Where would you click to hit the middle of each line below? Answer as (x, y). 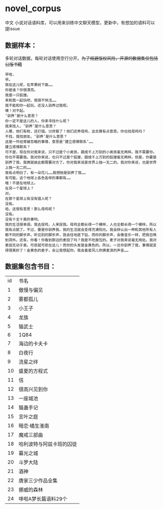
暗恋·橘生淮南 (34, 426)
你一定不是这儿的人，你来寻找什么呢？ (38, 121)
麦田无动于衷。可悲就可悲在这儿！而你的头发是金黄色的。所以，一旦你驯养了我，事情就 (79, 245)
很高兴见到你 (33, 389)
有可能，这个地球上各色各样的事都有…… (38, 178)
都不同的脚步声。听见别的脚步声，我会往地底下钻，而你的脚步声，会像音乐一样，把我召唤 (81, 235)
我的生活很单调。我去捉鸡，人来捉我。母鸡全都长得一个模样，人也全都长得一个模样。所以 (81, 225)
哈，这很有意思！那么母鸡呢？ (30, 209)
